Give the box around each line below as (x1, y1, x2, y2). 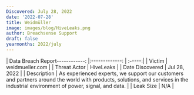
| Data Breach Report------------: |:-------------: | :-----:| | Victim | (6, 57, 168, 65)
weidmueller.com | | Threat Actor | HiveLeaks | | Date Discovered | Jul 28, (6, 63, 185, 70)
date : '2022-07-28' (6, 14, 54, 20)
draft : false (6, 36, 38, 42)
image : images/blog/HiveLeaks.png (6, 25, 91, 31)
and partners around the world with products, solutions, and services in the (6, 76, 189, 83)
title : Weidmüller (6, 19, 51, 25)
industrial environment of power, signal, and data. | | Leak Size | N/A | (6, 82, 175, 89)
